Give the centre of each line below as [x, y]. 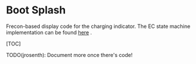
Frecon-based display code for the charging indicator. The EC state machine [98, 26]
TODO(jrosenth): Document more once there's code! [69, 55]
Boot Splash [36, 10]
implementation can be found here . [49, 32]
